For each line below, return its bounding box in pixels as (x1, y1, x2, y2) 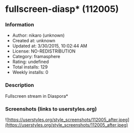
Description (5, 82, 34, 89)
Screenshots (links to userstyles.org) (5, 105, 97, 112)
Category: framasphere (12, 54, 61, 60)
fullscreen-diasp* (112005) (5, 3, 119, 15)
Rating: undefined (12, 59, 49, 65)
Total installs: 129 (12, 64, 48, 70)
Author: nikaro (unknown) (12, 32, 65, 38)
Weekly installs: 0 (12, 69, 49, 75)
